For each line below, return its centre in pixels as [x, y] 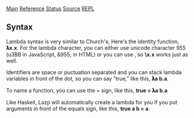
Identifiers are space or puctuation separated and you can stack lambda [94, 72]
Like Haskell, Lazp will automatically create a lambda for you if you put [92, 102]
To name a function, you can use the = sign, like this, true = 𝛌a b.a [87, 90]
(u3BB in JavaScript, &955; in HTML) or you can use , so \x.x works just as [97, 54]
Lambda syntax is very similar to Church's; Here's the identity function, [93, 42]
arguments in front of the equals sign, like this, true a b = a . [78, 109]
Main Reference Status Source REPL [50, 9]
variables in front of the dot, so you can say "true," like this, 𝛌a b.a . [88, 78]
